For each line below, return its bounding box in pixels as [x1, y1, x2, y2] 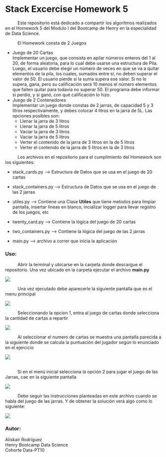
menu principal [5, 291, 36, 297]
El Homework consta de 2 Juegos [17, 40, 87, 46]
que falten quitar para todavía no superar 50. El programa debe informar [12, 86, 160, 92]
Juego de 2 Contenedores [12, 97, 66, 103]
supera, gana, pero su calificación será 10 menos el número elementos [12, 81, 157, 87]
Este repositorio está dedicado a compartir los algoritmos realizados [17, 20, 157, 26]
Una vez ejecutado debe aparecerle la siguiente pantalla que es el [17, 286, 153, 292]
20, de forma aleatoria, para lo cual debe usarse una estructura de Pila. [12, 60, 158, 66]
